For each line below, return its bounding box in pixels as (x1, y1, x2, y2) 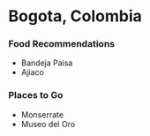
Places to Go (8, 89, 64, 102)
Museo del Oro (20, 118, 76, 129)
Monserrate (20, 109, 64, 120)
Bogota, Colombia (8, 6, 143, 26)
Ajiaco (20, 67, 45, 78)
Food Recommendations (8, 38, 116, 50)
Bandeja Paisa (20, 57, 73, 68)
